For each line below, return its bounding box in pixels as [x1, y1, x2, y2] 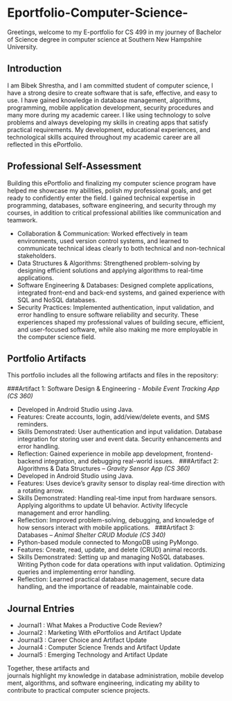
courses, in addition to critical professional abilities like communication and [7, 208, 222, 217]
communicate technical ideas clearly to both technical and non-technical [17, 244, 226, 252]
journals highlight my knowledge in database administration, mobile [7, 672, 199, 680]
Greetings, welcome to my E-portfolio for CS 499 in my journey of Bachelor [7, 28, 222, 36]
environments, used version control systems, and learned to [17, 236, 189, 245]
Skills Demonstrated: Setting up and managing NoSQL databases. [17, 553, 205, 561]
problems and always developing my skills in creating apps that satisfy [7, 118, 208, 126]
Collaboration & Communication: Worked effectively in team [17, 229, 188, 238]
